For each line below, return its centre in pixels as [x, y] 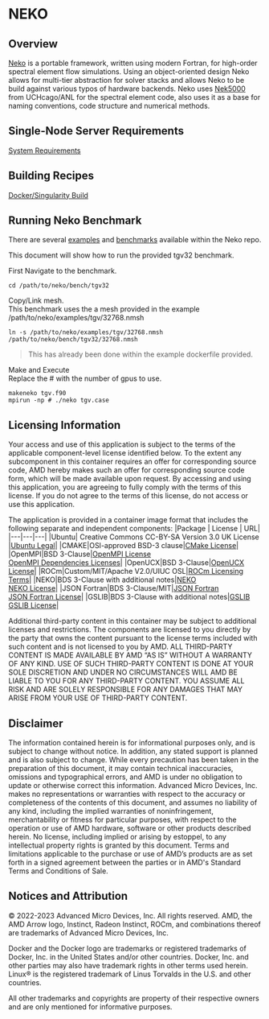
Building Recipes [51, 176]
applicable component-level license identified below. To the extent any [125, 453]
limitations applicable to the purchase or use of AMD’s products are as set [130, 854]
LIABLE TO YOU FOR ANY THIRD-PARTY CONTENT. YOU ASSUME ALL [126, 681]
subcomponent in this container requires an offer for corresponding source [132, 462]
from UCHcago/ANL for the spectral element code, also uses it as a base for [134, 97]
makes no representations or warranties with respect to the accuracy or [127, 794]
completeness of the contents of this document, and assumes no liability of [133, 802]
